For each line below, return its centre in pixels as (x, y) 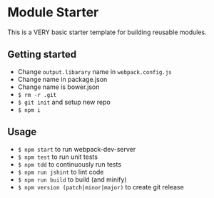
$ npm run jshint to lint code (61, 172)
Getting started (42, 54)
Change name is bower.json (58, 87)
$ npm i (29, 110)
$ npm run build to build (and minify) (72, 179)
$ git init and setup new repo (64, 102)
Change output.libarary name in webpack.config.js (95, 71)
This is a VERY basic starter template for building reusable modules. (107, 32)
